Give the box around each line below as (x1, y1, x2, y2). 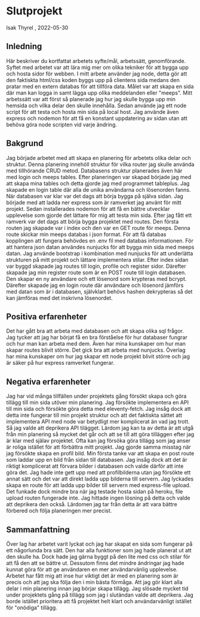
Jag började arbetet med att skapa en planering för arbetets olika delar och (6, 154, 191, 161)
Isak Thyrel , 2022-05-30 (6, 24, 69, 31)
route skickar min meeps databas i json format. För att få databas (6, 231, 167, 238)
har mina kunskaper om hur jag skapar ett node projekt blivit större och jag (6, 353, 190, 360)
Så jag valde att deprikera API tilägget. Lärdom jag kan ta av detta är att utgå (6, 424, 194, 432)
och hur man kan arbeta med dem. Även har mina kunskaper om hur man (6, 340, 186, 347)
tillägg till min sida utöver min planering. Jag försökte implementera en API (6, 399, 189, 406)
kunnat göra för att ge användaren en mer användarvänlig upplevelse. (6, 566, 178, 573)
